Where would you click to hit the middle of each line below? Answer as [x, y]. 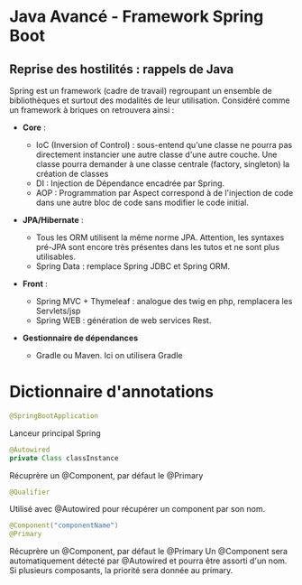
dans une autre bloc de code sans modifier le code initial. [142, 202]
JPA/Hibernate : [53, 220]
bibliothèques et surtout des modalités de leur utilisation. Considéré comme [150, 100]
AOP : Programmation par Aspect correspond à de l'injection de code [165, 193]
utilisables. [56, 256]
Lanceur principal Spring [55, 433]
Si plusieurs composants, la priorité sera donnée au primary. [121, 571]
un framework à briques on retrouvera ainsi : [92, 110]
